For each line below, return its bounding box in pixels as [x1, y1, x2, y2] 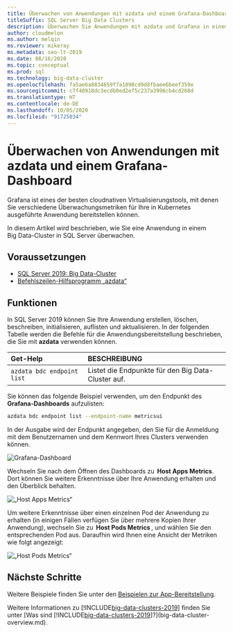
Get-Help [10, 354, 43, 364]
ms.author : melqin [7, 36, 60, 43]
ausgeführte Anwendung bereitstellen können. [7, 210, 140, 218]
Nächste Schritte [7, 571, 82, 583]
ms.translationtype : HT [7, 94, 76, 101]
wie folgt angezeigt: [7, 538, 64, 546]
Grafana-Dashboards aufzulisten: [7, 399, 105, 408]
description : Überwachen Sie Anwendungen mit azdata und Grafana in [7, 23, 209, 30]
